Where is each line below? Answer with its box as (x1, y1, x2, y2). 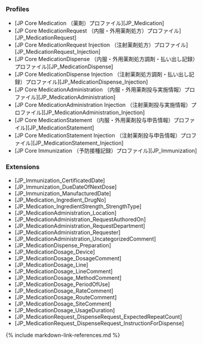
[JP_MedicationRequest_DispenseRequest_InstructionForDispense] (14, 320, 184, 327)
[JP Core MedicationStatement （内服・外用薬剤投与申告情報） (14, 117, 174, 124)
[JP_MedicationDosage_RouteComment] (14, 293, 117, 301)
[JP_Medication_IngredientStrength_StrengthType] (14, 202, 141, 210)
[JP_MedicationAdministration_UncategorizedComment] (14, 235, 156, 243)
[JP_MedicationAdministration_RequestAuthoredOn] (14, 216, 146, 223)
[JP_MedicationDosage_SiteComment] (14, 300, 112, 307)
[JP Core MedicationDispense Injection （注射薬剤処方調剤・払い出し (14, 71, 190, 78)
